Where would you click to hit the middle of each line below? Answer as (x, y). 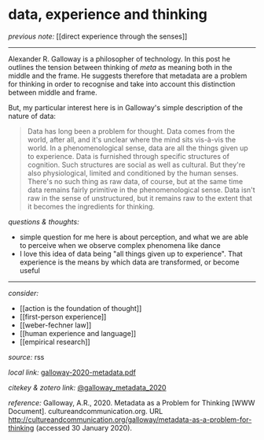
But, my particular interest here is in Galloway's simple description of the (126, 107)
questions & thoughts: (44, 221)
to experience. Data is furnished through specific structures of (128, 156)
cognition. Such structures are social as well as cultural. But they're (136, 165)
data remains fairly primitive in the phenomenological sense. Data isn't (141, 190)
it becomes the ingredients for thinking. (91, 206)
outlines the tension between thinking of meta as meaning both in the (120, 67)
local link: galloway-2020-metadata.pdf (72, 372)
